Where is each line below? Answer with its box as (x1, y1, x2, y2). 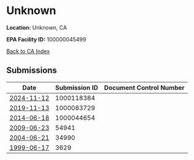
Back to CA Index (6, 47, 50, 55)
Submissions (6, 65, 57, 76)
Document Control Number (103, 83, 185, 92)
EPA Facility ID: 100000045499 (6, 35, 87, 43)
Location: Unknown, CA (6, 24, 67, 31)
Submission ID (54, 83, 99, 92)
